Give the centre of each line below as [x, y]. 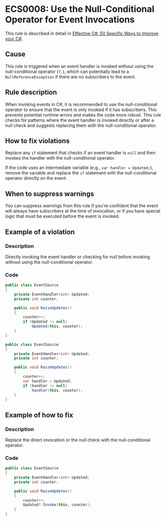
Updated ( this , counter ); [57, 326]
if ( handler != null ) [45, 386]
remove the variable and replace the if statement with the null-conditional [81, 173]
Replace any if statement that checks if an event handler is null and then [81, 153]
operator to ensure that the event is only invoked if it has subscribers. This [81, 110]
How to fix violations [37, 141]
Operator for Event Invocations [70, 20]
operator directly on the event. [36, 178]
